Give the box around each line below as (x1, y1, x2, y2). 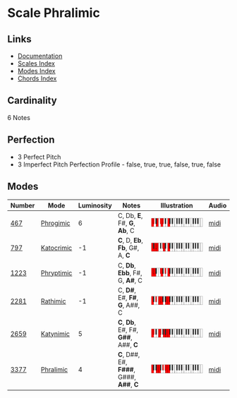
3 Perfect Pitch (17, 152, 61, 161)
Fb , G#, (117, 243, 140, 252)
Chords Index (17, 74, 57, 83)
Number (10, 201, 35, 210)
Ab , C (117, 227, 135, 235)
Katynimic (41, 330, 71, 338)
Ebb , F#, (117, 268, 142, 277)
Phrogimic (41, 219, 71, 227)
